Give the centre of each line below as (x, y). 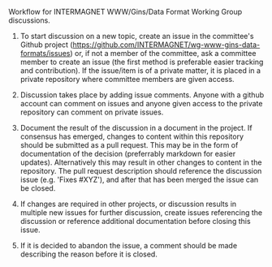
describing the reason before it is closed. (89, 254)
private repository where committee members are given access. (127, 79)
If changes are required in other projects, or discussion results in (128, 204)
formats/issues (45, 53)
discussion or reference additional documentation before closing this (135, 221)
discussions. (29, 20)
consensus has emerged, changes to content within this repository (132, 136)
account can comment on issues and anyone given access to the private (141, 103)
